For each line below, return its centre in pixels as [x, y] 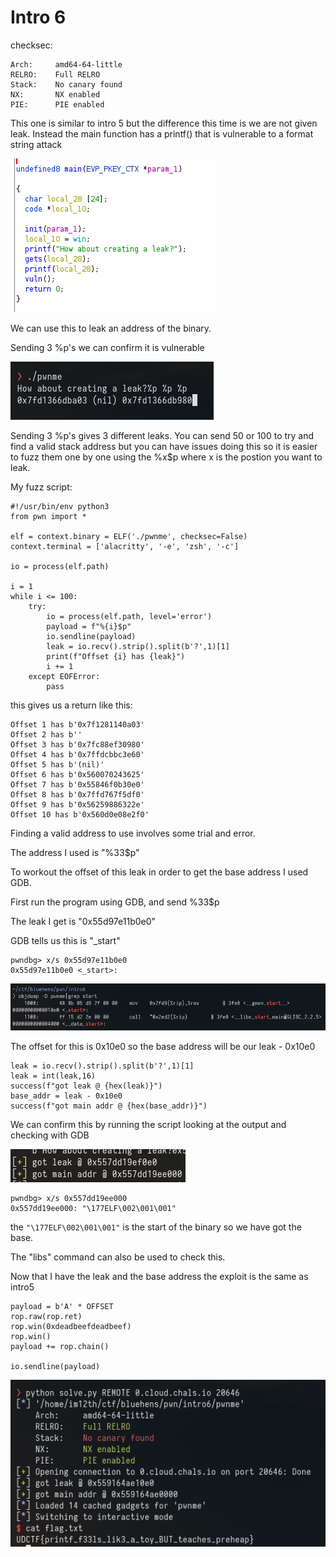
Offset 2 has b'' [46, 734]
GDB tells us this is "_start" [65, 940]
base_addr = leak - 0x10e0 [66, 1096]
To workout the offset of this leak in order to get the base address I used [159, 872]
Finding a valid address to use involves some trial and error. [133, 833]
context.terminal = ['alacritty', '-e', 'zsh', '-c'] [125, 546]
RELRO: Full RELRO [55, 74]
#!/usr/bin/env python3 [60, 506]
